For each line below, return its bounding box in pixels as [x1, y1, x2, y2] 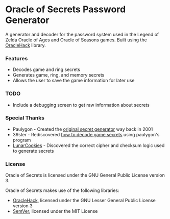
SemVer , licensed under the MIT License [12, 208, 98, 214]
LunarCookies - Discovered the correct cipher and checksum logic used [12, 142, 165, 149]
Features [5, 55, 28, 62]
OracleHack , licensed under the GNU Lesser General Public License [12, 198, 156, 204]
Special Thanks [5, 114, 45, 121]
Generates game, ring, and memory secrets [12, 72, 105, 78]
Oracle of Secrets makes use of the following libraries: [5, 187, 119, 193]
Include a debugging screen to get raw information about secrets [12, 102, 150, 108]
